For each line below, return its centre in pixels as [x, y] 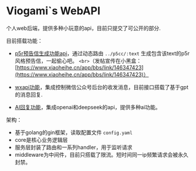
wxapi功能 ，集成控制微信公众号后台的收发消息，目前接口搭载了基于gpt [102, 87]
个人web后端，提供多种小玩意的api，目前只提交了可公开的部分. [83, 28]
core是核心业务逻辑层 [41, 140]
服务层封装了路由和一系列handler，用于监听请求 [73, 147]
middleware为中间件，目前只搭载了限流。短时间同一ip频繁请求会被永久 [102, 154]
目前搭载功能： [24, 40]
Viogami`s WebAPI [53, 11]
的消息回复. [29, 94]
